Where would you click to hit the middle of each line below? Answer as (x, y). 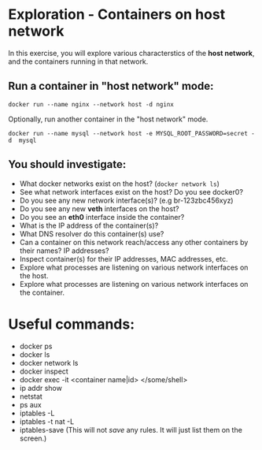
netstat (31, 396)
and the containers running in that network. (78, 61)
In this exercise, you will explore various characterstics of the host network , (131, 53)
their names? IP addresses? (64, 251)
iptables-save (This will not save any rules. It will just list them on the (131, 430)
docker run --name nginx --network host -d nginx (91, 104)
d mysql (22, 140)
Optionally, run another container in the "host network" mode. (108, 119)
